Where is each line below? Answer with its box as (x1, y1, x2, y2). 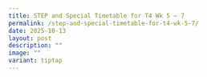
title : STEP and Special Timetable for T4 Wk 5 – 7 (8, 11, 185, 20)
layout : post (8, 34, 52, 43)
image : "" (8, 49, 42, 57)
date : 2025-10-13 (8, 26, 67, 34)
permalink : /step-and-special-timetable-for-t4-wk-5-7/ (8, 19, 199, 27)
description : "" (8, 42, 63, 50)
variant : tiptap (8, 57, 63, 65)
